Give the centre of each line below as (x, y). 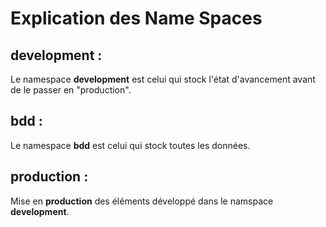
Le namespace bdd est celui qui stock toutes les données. (130, 145)
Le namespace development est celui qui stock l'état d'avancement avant (163, 79)
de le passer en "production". (71, 90)
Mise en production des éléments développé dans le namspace (142, 201)
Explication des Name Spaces (136, 18)
